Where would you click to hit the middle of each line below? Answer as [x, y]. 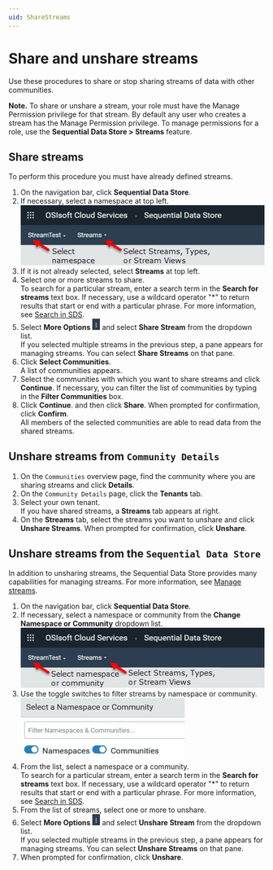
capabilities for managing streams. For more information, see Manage [125, 582]
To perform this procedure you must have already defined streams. [121, 177]
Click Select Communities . [65, 362]
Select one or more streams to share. [82, 279]
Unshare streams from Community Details [114, 457]
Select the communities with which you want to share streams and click [140, 379]
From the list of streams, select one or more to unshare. [113, 810]
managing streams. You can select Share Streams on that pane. [128, 353]
